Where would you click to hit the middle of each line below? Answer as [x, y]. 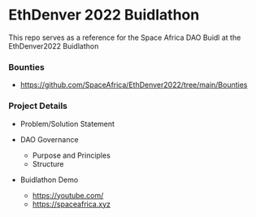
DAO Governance [49, 139]
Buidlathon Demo [49, 180]
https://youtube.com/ [68, 195]
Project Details [38, 106]
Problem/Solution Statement [67, 124]
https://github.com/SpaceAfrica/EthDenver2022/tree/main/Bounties [134, 85]
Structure [48, 163]
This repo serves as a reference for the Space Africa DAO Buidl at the [125, 37]
